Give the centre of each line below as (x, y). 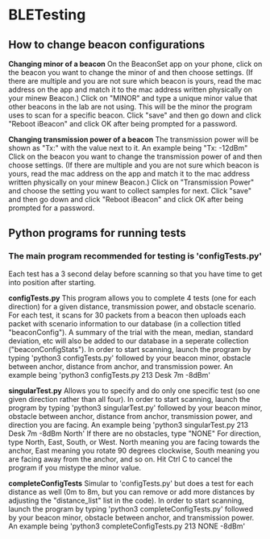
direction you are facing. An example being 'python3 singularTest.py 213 (128, 425)
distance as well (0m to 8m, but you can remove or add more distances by (132, 491)
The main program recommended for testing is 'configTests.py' (135, 256)
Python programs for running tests (98, 233)
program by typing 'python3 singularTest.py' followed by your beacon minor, (135, 408)
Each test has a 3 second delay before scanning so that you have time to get (135, 274)
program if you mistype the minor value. (75, 467)
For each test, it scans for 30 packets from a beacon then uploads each (127, 315)
